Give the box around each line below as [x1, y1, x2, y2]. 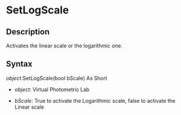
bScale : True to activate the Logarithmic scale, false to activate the [14, 97, 176, 104]
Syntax [6, 59, 33, 69]
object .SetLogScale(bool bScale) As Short [6, 74, 107, 82]
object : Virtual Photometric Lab [14, 86, 89, 93]
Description [6, 27, 50, 37]
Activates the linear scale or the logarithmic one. [6, 42, 123, 49]
